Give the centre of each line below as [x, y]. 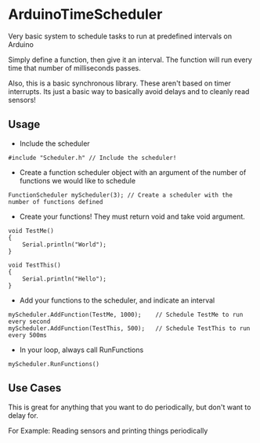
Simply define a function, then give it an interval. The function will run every [130, 60]
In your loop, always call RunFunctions [81, 350]
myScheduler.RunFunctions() [54, 364]
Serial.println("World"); [65, 245]
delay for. [23, 415]
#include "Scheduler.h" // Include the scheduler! [92, 158]
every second [29, 321]
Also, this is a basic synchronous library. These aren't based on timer [119, 83]
